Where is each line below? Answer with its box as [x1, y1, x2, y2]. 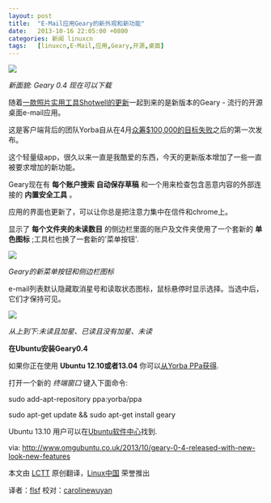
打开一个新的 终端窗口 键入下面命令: [8, 378, 128, 388]
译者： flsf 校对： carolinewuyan [8, 485, 113, 495]
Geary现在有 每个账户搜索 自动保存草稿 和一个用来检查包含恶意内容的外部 [8, 180, 255, 190]
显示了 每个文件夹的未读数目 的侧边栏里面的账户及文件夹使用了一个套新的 [8, 224, 253, 234]
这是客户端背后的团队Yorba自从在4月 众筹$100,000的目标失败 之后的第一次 [8, 125, 256, 134]
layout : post [8, 11, 53, 20]
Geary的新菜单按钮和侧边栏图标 [8, 266, 115, 276]
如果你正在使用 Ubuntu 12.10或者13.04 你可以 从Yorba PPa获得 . [8, 361, 219, 371]
